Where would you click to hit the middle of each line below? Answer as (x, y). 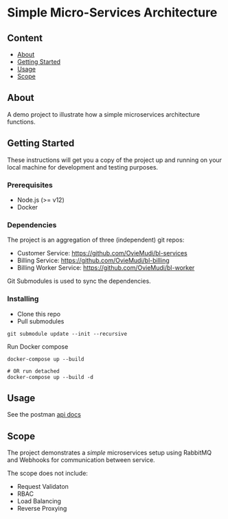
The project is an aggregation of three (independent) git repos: (96, 240)
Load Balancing (39, 501)
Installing (23, 299)
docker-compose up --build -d (50, 377)
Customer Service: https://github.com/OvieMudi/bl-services (102, 253)
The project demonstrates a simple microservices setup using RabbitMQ (109, 453)
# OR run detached (33, 371)
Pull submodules (41, 321)
